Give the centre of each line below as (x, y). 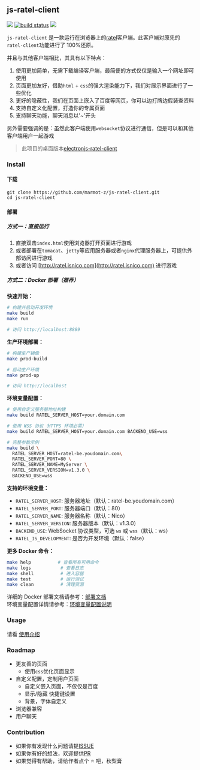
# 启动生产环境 (23, 369)
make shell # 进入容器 (46, 573)
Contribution (26, 732)
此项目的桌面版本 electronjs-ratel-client (69, 148)
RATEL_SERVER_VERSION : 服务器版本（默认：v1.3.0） (77, 523)
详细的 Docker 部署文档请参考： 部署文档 (57, 597)
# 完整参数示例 (23, 442)
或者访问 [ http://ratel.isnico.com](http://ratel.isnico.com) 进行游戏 (96, 265)
